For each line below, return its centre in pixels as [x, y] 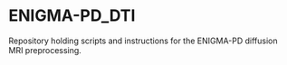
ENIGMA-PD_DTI [72, 16]
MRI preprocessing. [45, 50]
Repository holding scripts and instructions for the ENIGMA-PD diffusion [143, 41]
